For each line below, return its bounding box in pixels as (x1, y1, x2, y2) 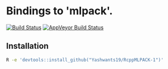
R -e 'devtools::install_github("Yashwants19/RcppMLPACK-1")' (6, 57, 164, 63)
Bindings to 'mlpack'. (6, 4, 113, 18)
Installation (6, 41, 49, 51)
